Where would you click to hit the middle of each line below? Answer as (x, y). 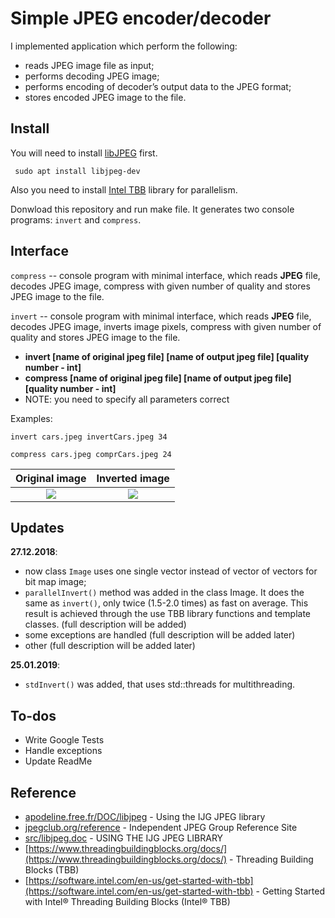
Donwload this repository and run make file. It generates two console (152, 209)
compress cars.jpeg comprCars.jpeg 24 (91, 454)
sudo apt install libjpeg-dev (77, 171)
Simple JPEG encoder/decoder (141, 18)
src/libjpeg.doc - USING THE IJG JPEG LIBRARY (124, 838)
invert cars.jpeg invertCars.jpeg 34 (89, 437)
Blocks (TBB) (52, 870)
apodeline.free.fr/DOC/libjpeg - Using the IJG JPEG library (145, 816)
